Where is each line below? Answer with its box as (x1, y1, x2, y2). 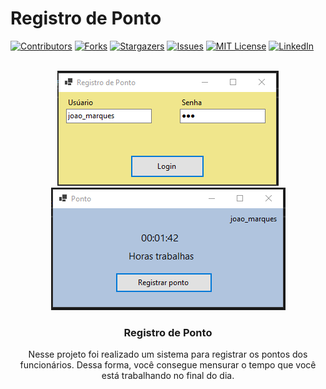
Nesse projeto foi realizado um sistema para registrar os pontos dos (28, 348, 308, 361)
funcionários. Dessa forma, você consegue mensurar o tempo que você (19, 359, 317, 371)
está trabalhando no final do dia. (101, 370, 235, 382)
